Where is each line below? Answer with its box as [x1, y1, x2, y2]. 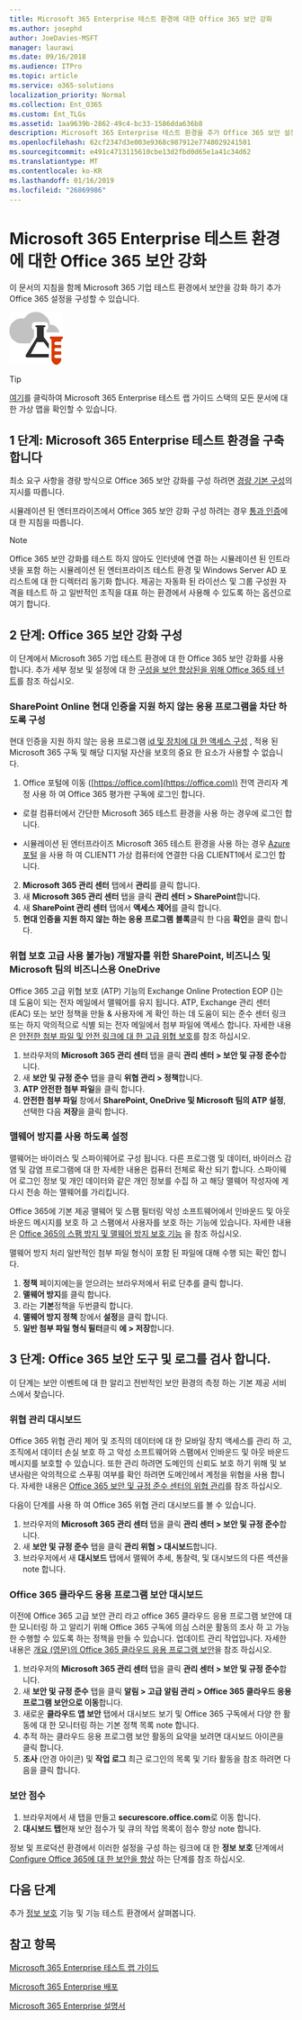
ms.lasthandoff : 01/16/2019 [9, 176, 115, 185]
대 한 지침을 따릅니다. [9, 517, 84, 528]
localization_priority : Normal [9, 90, 127, 99]
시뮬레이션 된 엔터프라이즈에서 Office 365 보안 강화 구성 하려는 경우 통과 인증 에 [9, 505, 289, 517]
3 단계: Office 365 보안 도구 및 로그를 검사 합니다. [9, 1352, 271, 1367]
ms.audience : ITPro [9, 62, 83, 71]
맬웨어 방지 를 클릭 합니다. [22, 1289, 111, 1300]
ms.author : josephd [9, 23, 83, 33]
